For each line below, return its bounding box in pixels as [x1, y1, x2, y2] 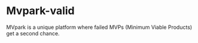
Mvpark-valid [6, 4, 75, 18]
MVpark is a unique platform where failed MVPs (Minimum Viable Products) [6, 24, 193, 31]
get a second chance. [6, 29, 60, 37]
